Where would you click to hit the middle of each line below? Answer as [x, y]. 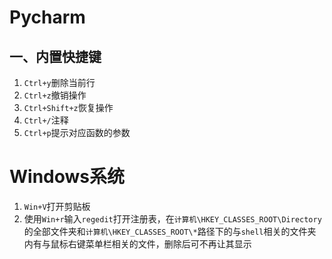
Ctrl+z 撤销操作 [55, 95]
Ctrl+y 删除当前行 [59, 82]
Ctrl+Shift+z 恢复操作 [68, 107]
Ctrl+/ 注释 [46, 120]
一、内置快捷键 [55, 56]
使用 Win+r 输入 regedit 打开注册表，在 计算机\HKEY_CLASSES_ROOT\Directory [172, 218]
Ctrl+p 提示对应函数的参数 [77, 132]
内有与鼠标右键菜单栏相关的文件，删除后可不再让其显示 [137, 243]
